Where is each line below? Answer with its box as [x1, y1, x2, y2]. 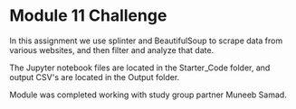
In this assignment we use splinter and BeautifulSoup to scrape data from [9, 35, 283, 46]
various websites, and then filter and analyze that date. [9, 44, 215, 55]
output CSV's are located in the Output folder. [9, 71, 180, 82]
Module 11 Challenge [9, 5, 167, 26]
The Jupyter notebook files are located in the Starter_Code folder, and [9, 62, 271, 73]
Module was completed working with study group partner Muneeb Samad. [9, 89, 287, 100]
